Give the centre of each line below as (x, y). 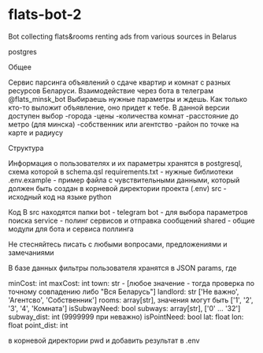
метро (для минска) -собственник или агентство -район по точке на (124, 124)
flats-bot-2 (45, 15)
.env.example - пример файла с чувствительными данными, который (124, 180)
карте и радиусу (36, 133)
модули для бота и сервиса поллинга (71, 229)
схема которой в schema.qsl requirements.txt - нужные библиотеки (121, 171)
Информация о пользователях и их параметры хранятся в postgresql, (125, 163)
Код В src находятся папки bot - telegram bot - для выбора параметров (128, 212)
